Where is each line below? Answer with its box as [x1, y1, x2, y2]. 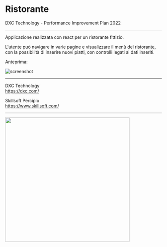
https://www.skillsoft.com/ [5, 103, 59, 109]
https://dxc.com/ [5, 88, 40, 94]
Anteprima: [5, 59, 28, 65]
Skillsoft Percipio [5, 97, 40, 103]
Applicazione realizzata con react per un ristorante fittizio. [5, 34, 124, 40]
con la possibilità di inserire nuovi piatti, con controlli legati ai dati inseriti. [5, 49, 155, 55]
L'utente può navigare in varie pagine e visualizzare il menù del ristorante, [5, 44, 156, 50]
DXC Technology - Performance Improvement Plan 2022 [5, 20, 121, 26]
